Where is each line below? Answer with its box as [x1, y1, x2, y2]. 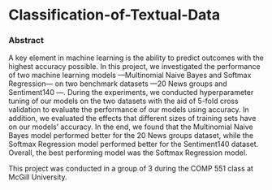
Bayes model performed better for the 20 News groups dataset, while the [8, 131, 254, 140]
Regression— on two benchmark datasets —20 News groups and [8, 79, 227, 89]
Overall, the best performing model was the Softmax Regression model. [8, 148, 248, 158]
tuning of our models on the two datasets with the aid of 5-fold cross [8, 96, 239, 106]
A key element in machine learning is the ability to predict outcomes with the [8, 53, 264, 63]
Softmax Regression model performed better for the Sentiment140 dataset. [8, 140, 259, 149]
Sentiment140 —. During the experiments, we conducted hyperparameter [8, 88, 254, 97]
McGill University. [8, 172, 67, 182]
